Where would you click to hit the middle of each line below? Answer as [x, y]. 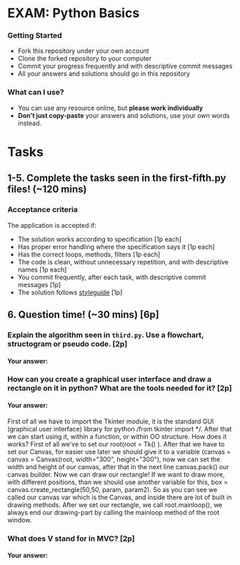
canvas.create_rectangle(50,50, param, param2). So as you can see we [112, 489]
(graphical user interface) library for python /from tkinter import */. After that [120, 429]
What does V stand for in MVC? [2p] [71, 539]
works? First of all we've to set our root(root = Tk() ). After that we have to [116, 444]
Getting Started [35, 36]
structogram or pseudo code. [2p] [67, 344]
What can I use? [36, 92]
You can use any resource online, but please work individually [110, 108]
